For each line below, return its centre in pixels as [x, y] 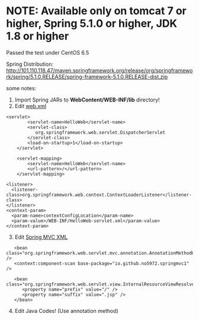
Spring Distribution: [30, 64]
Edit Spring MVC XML [41, 237]
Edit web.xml [30, 106]
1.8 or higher [38, 36]
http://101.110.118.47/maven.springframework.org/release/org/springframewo [99, 70]
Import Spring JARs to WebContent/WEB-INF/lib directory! [87, 100]
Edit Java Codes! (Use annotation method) [66, 311]
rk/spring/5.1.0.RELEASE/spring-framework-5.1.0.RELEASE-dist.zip [87, 77]
